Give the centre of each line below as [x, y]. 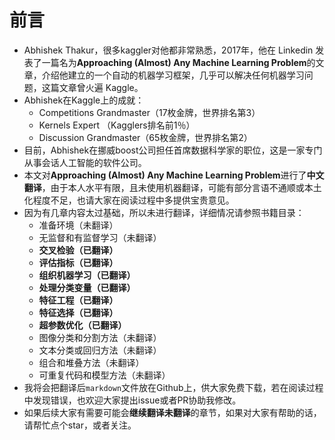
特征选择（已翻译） [78, 312]
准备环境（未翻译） [78, 225]
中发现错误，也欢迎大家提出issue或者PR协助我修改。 [132, 400]
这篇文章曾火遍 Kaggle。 [92, 87]
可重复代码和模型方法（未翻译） [104, 375]
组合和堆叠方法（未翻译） [91, 362]
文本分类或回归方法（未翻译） [100, 350]
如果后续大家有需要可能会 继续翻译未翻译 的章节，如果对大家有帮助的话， [172, 412]
